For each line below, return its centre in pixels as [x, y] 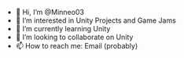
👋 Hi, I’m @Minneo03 [50, 12]
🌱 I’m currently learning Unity [63, 29]
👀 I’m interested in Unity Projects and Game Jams [96, 20]
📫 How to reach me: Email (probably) [77, 46]
